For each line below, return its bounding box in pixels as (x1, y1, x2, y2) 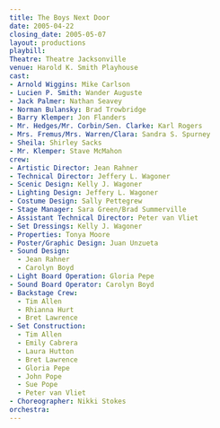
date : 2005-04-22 (9, 22, 75, 31)
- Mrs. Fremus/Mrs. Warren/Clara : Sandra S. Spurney (9, 130, 211, 139)
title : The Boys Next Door (9, 13, 110, 22)
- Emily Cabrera (17, 338, 78, 347)
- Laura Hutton (17, 346, 75, 355)
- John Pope (17, 371, 63, 381)
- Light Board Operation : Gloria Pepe (9, 272, 154, 281)
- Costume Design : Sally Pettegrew (9, 197, 143, 206)
